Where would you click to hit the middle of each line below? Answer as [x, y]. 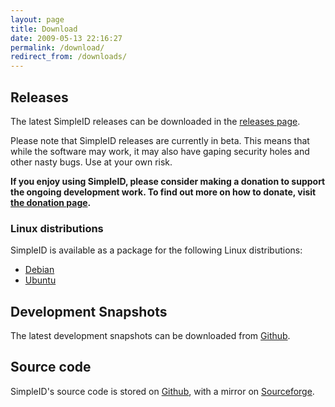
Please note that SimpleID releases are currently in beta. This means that [160, 140]
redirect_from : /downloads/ [69, 57]
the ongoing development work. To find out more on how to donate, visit [163, 192]
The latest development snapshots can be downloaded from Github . [150, 336]
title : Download [44, 29]
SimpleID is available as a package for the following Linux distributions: [156, 250]
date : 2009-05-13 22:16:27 [66, 38]
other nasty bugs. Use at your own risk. [91, 162]
